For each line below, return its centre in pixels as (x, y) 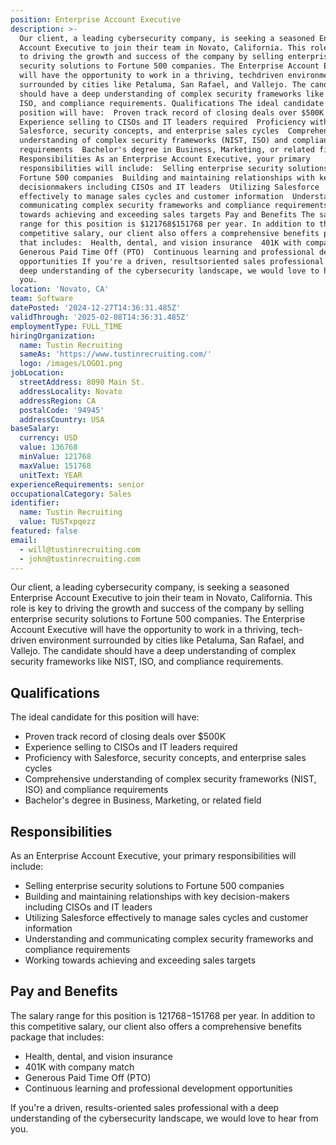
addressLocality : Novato (71, 391)
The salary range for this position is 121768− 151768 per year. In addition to (163, 1015)
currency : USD (48, 438)
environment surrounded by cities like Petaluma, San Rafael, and (171, 640)
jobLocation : (37, 373)
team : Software (42, 299)
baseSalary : (35, 429)
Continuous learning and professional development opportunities (158, 1088)
